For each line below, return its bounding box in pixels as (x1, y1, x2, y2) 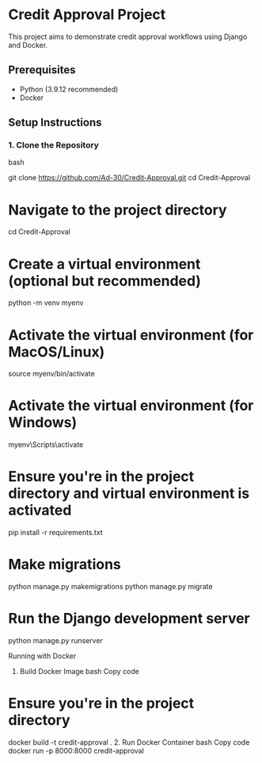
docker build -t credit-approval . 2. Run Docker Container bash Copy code (8, 737, 250, 747)
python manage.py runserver (8, 636, 103, 645)
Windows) (8, 414, 78, 432)
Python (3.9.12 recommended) (19, 84, 119, 94)
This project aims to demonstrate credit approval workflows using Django (8, 32, 248, 41)
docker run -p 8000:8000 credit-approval (8, 746, 144, 755)
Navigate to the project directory (8, 201, 227, 219)
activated (8, 502, 72, 519)
